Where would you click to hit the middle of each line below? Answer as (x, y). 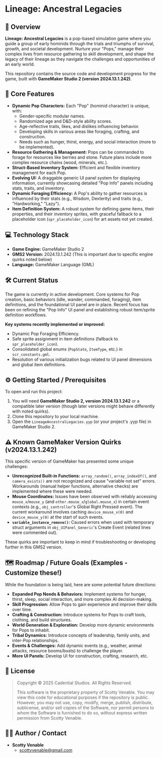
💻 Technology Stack (37, 235)
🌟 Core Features (30, 94)
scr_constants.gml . (31, 355)
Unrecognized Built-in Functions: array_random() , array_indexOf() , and (84, 476)
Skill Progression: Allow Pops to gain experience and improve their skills (84, 604)
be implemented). (37, 147)
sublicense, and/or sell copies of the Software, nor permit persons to (85, 708)
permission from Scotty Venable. (50, 718)
